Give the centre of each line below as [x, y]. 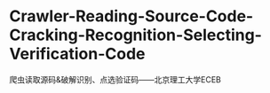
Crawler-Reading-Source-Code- [131, 16]
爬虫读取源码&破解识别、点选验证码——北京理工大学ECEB [115, 79]
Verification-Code [77, 54]
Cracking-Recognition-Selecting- [135, 35]
